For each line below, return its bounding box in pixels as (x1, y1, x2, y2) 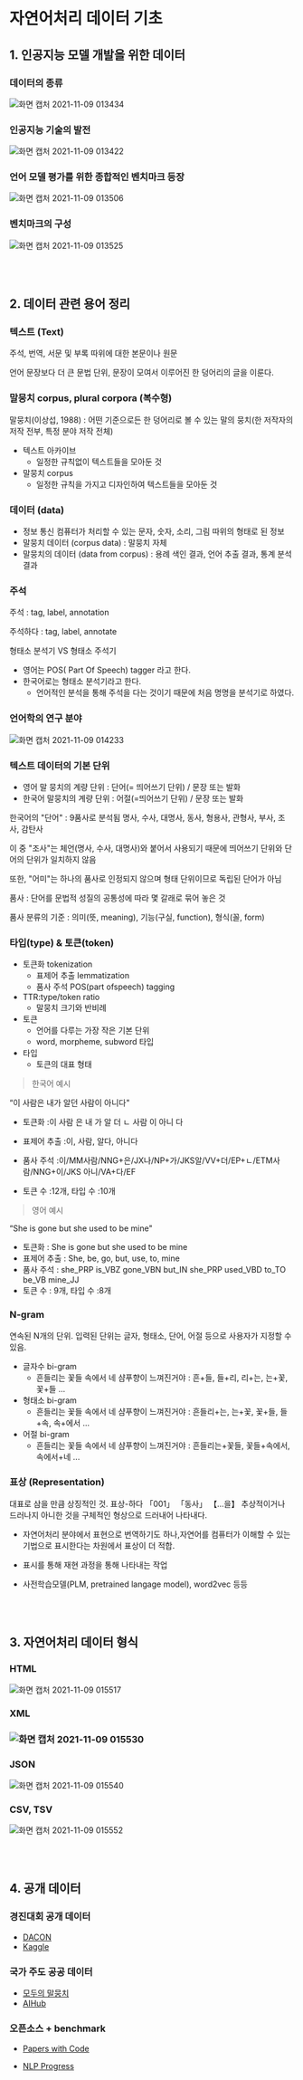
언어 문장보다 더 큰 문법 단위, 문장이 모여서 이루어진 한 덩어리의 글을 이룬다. (9, 367, 274, 378)
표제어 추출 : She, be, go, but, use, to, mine (22, 1253, 181, 1264)
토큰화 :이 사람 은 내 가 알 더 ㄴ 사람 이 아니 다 (22, 1117, 184, 1128)
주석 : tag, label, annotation (9, 607, 110, 618)
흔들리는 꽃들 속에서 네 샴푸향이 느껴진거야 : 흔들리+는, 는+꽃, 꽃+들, (35, 1406, 279, 1417)
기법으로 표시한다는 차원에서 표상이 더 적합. (22, 1540, 175, 1550)
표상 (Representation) (9, 1476, 106, 1489)
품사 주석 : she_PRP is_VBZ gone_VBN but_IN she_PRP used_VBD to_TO (22, 1264, 287, 1275)
